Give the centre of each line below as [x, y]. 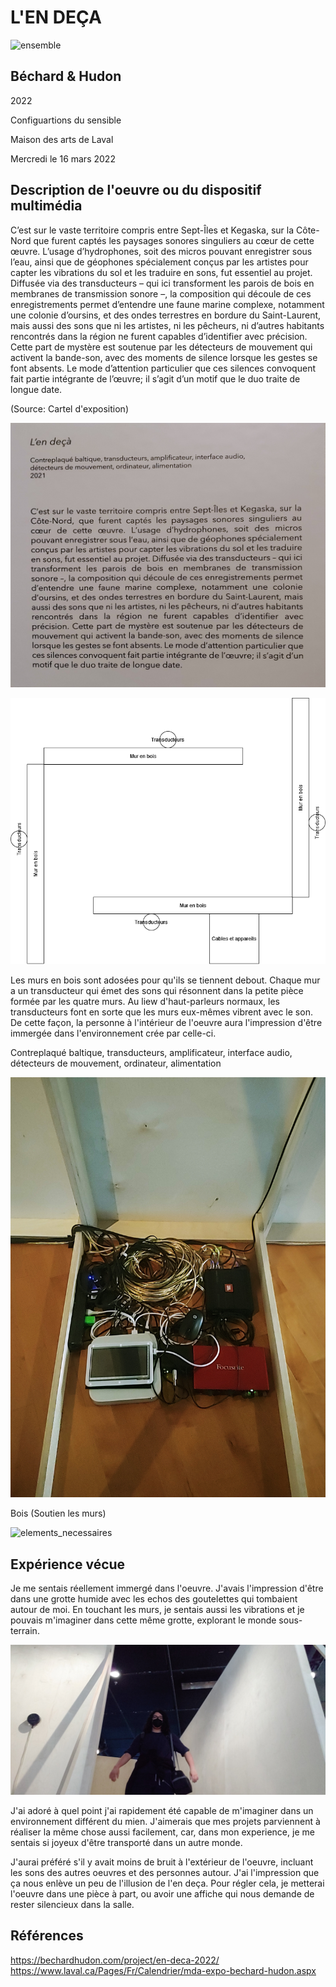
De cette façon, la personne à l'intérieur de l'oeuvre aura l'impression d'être [166, 1022]
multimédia [46, 206]
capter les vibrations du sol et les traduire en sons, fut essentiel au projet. [161, 272]
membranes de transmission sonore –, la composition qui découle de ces [161, 293]
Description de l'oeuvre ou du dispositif [136, 190]
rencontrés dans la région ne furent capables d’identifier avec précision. [159, 336]
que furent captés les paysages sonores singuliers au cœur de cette [174, 240]
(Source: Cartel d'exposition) [69, 408]
